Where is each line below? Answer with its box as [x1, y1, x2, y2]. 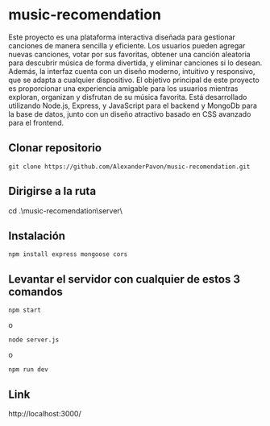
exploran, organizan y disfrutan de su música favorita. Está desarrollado [8, 92, 247, 101]
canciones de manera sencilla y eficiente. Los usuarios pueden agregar [8, 40, 246, 50]
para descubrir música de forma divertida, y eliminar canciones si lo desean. [8, 58, 263, 68]
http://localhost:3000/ [8, 409, 82, 418]
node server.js [8, 336, 60, 344]
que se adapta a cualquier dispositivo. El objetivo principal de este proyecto [8, 75, 260, 85]
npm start [8, 306, 42, 315]
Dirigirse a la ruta [8, 184, 97, 198]
